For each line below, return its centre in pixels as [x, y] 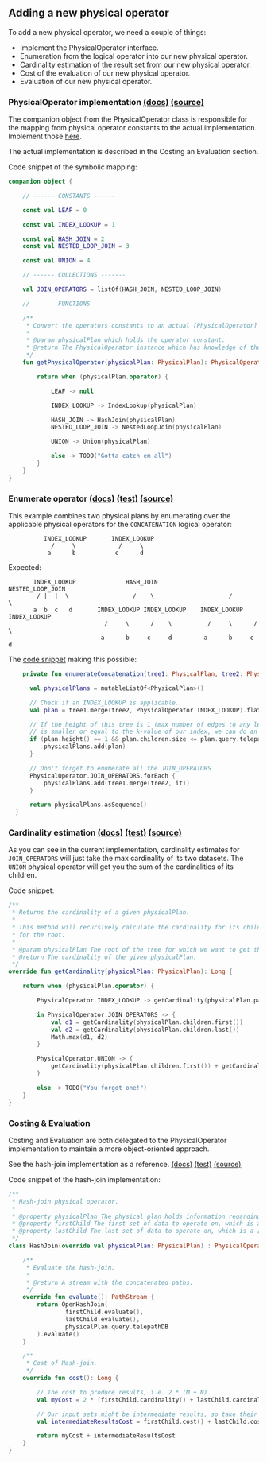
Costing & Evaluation [49, 1123]
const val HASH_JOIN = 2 [64, 239]
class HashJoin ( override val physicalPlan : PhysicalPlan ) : [110, 1246]
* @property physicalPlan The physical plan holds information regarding [136, 1216]
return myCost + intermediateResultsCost [106, 1436]
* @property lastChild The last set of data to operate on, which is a [133, 1231]
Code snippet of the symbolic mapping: [73, 167]
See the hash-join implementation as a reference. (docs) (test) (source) [125, 1164]
